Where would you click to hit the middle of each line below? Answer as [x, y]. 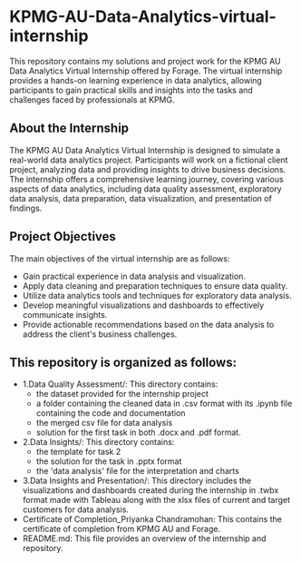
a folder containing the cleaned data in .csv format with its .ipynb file [164, 404]
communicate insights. [65, 314]
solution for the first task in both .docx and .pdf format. [139, 432]
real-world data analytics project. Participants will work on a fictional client [149, 160]
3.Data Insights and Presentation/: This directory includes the [137, 481]
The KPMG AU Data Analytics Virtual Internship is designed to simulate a [145, 150]
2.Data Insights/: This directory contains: [98, 442]
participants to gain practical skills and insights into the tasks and [131, 90]
